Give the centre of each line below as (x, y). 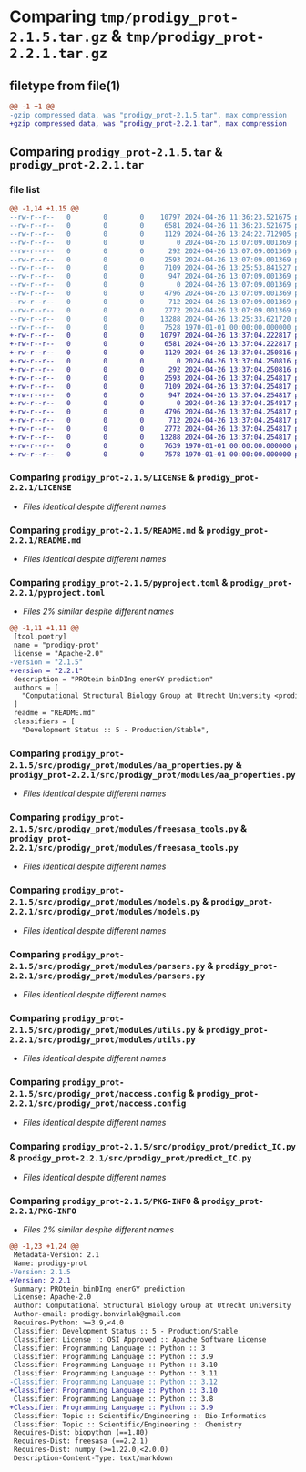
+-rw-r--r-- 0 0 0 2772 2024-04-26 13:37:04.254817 (150, 429)
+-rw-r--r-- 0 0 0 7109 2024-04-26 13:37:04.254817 (150, 386)
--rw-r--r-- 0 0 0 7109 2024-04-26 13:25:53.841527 (150, 268)
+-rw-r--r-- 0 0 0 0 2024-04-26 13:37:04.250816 (150, 362)
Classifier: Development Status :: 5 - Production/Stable (126, 1331)
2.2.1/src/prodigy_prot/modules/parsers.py (107, 976)
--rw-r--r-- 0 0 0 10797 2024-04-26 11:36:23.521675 (150, 217)
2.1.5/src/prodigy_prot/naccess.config (98, 1094)
